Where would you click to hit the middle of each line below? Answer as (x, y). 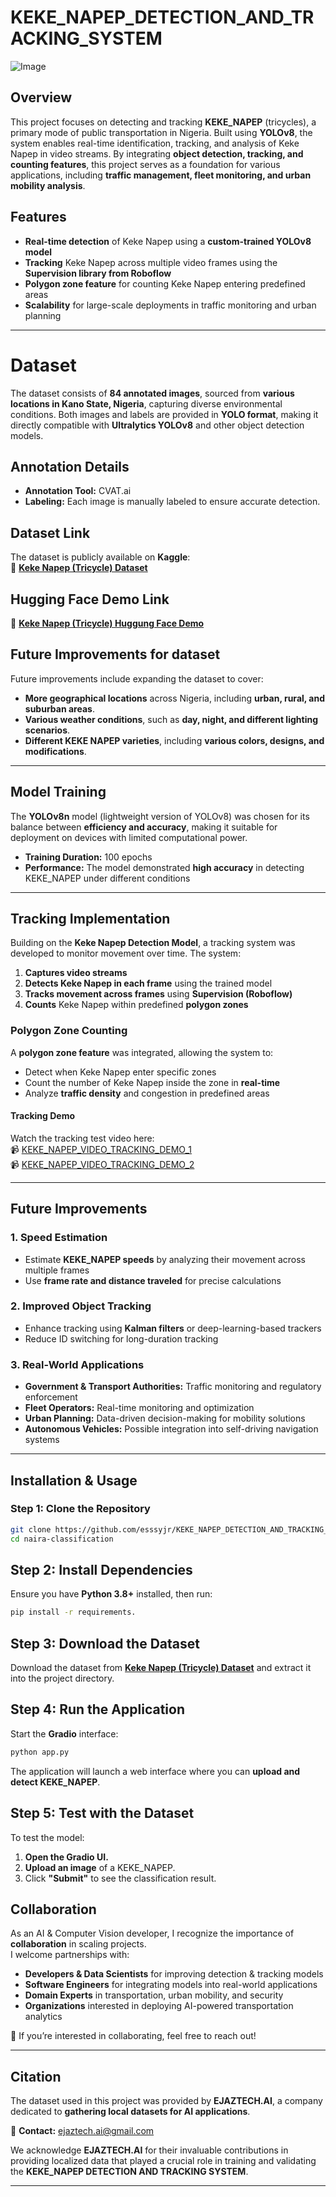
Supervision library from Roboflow (98, 273)
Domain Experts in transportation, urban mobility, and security (154, 1995)
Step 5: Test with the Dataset (102, 1813)
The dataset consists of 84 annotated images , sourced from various (152, 393)
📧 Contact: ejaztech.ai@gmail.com (82, 2131)
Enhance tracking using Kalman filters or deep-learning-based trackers (173, 1328)
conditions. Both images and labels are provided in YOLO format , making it (164, 414)
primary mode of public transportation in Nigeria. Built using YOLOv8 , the (161, 132)
